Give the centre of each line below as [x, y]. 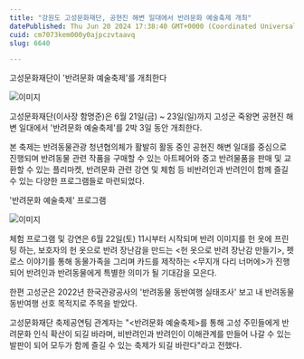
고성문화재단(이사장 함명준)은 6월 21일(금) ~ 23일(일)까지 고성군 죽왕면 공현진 [147, 116]
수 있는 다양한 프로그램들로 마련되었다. [77, 181]
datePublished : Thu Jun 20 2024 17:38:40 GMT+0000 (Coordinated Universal [153, 26]
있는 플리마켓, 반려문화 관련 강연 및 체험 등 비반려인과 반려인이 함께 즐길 [162, 170]
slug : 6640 [30, 43]
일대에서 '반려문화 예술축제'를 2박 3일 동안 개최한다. [110, 128]
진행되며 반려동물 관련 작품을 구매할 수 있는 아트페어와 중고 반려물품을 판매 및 [146, 159]
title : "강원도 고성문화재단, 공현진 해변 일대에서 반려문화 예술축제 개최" [131, 18]
